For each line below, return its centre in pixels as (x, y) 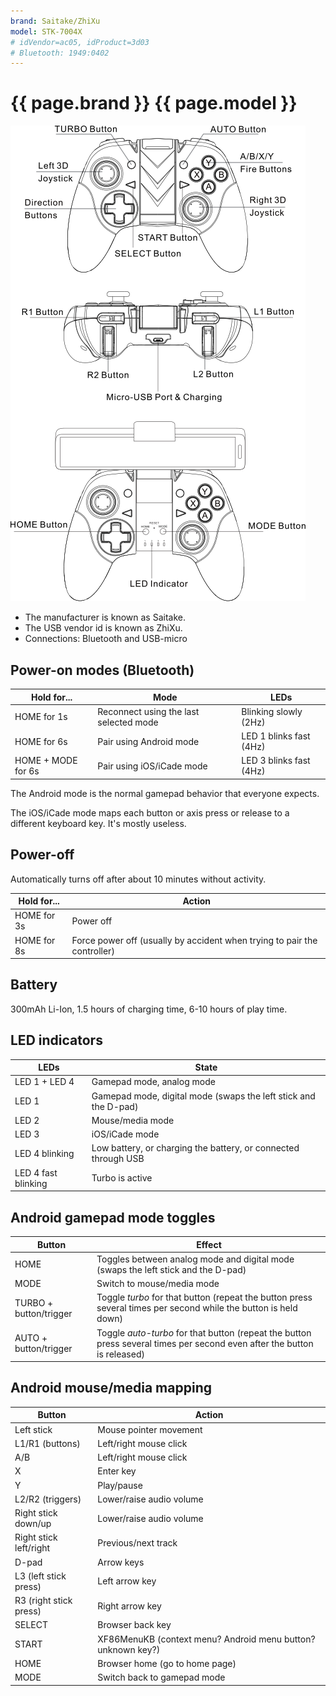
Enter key (117, 1471)
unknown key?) (129, 1649)
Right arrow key (129, 1606)
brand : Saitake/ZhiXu (55, 21)
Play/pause (120, 1485)
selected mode (128, 722)
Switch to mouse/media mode (158, 1283)
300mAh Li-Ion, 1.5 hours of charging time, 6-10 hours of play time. (149, 1009)
